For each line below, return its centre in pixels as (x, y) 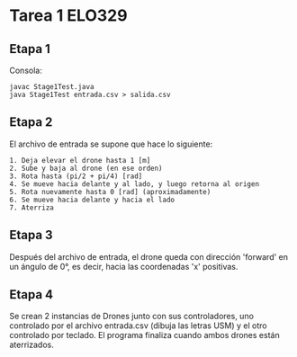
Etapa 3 (31, 235)
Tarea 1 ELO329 (68, 16)
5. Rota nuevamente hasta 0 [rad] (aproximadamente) (110, 192)
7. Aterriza (31, 208)
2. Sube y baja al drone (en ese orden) (86, 168)
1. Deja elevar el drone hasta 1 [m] (80, 160)
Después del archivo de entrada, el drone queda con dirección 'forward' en (149, 256)
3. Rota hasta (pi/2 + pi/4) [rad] (76, 176)
